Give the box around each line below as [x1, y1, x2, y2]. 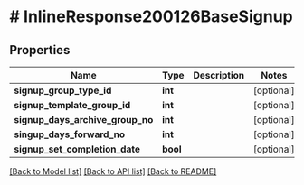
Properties [9, 42, 71, 58]
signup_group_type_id [14, 84, 112, 97]
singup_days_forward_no [14, 128, 126, 141]
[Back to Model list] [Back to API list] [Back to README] [9, 166, 217, 177]
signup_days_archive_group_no [14, 114, 154, 125]
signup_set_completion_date [14, 143, 140, 155]
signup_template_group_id [14, 99, 131, 111]
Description [193, 69, 245, 81]
